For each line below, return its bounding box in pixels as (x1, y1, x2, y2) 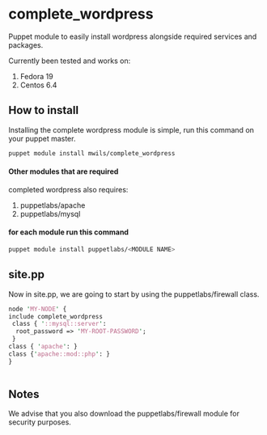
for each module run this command (8, 227, 129, 237)
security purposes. (8, 417, 71, 427)
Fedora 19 (19, 71, 54, 81)
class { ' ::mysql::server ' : (11, 320, 107, 328)
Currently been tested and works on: (8, 56, 131, 65)
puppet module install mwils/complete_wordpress (8, 149, 176, 158)
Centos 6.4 (19, 80, 57, 90)
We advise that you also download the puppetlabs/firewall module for (8, 409, 240, 419)
